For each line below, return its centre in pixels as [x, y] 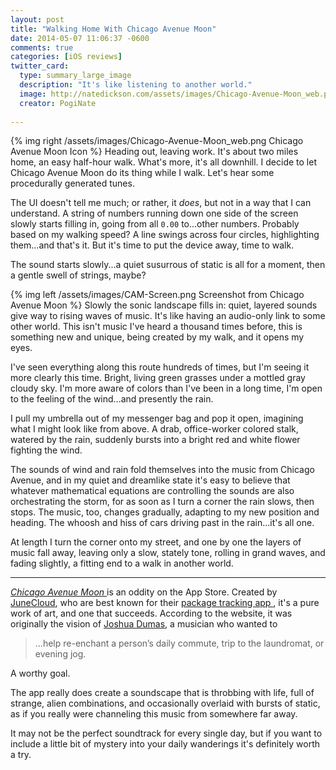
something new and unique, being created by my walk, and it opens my [157, 337]
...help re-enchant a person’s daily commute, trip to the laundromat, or [179, 643]
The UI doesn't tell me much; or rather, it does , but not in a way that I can [161, 203]
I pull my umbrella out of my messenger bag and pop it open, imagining [157, 418]
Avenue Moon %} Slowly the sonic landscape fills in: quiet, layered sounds [164, 305]
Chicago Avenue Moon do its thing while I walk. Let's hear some [142, 173]
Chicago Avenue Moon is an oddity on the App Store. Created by [144, 592]
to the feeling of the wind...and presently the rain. [112, 399]
